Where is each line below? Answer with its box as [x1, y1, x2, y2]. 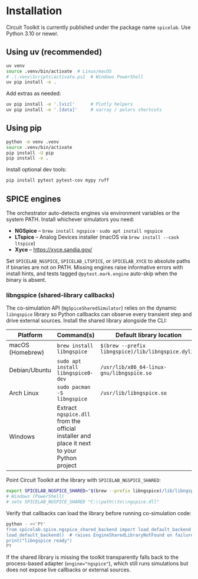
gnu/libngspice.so [100, 370, 152, 376]
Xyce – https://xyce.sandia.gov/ [14, 246, 93, 253]
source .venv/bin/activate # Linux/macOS [6, 68, 112, 74]
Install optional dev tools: [6, 166, 67, 173]
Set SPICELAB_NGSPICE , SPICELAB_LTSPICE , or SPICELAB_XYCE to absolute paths [6, 258, 190, 264]
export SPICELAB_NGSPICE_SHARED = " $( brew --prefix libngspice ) [6, 488, 162, 494]
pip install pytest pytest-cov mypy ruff [6, 177, 110, 184]
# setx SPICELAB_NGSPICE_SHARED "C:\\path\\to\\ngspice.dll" [6, 499, 160, 505]
